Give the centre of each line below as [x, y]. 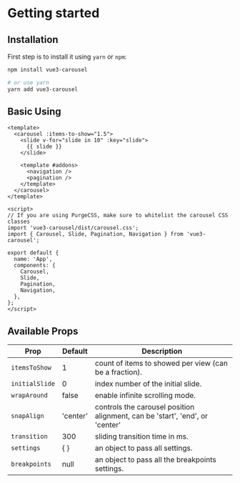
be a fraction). [119, 372]
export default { [33, 253]
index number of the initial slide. [148, 384]
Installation [33, 40]
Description [162, 352]
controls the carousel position [145, 407]
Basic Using [35, 112]
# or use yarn [29, 83]
